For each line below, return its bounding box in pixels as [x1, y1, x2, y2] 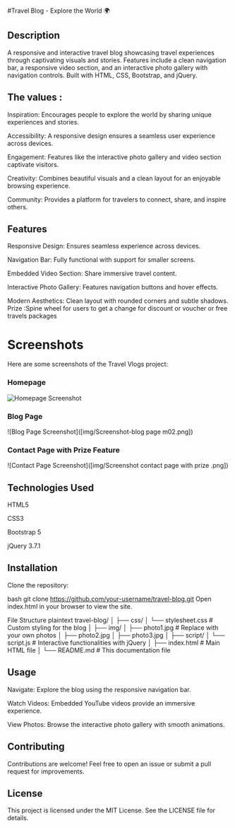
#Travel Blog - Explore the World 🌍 [7, 6, 111, 15]
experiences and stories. [7, 117, 80, 126]
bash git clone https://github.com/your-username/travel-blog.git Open [7, 594, 212, 603]
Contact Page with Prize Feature [7, 445, 120, 455]
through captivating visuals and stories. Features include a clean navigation [7, 56, 227, 64]
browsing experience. [7, 181, 71, 190]
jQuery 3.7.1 [7, 541, 41, 551]
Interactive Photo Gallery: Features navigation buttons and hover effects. [7, 283, 219, 292]
